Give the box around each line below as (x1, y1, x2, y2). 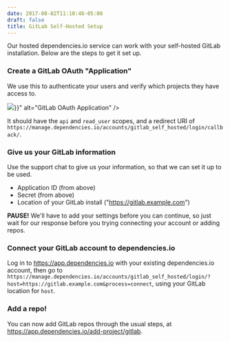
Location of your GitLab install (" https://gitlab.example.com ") (17, 197, 191, 206)
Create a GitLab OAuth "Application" (7, 66, 132, 76)
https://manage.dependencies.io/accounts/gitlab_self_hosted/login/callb (7, 124, 224, 131)
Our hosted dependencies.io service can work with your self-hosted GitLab (7, 42, 221, 50)
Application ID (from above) (17, 183, 96, 191)
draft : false (7, 17, 45, 23)
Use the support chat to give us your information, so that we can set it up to (7, 162, 222, 171)
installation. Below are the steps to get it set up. (7, 49, 142, 57)
